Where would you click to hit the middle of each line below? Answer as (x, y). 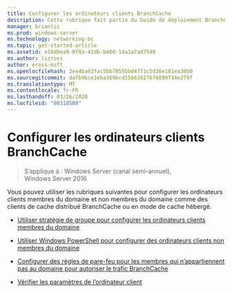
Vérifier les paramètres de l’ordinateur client (80, 282)
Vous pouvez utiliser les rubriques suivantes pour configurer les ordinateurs (115, 192)
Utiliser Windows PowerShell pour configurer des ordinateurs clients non (120, 240)
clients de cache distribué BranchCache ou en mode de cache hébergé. (109, 206)
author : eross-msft (35, 65)
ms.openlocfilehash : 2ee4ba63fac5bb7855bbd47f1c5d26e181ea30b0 (100, 71)
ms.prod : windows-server (43, 33)
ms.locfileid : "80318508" (44, 103)
